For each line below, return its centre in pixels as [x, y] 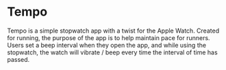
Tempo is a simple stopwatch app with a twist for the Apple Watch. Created [113, 31]
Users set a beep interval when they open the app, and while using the [107, 45]
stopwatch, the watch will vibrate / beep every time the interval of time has [112, 52]
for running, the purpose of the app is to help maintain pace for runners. [109, 37]
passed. [18, 59]
